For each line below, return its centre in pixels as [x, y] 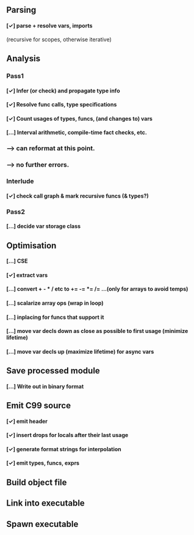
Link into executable [46, 503]
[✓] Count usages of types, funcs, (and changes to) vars [79, 118]
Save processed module [53, 371]
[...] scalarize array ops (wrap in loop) [55, 303]
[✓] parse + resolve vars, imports [49, 25]
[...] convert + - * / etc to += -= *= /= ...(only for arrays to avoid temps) [97, 289]
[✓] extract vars [27, 275]
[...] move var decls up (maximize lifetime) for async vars [80, 351]
